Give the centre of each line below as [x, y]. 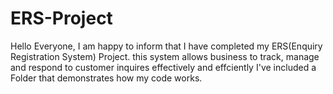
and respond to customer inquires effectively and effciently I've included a [163, 67]
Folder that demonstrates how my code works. [106, 78]
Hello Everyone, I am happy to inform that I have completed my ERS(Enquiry [166, 46]
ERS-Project [61, 18]
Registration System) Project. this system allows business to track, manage [165, 56]
